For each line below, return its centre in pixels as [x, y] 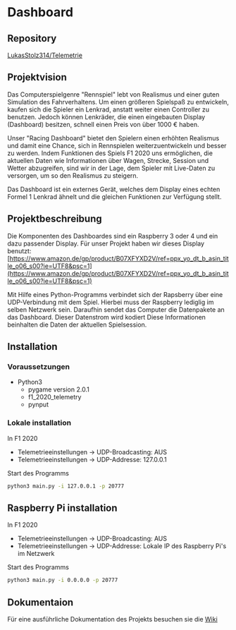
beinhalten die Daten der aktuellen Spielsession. [77, 325]
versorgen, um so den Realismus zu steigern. [73, 175]
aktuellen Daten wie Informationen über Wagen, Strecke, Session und [108, 160]
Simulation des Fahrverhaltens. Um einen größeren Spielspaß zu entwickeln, [118, 102]
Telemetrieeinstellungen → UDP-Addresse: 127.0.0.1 [92, 459]
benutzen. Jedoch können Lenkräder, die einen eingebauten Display [106, 116]
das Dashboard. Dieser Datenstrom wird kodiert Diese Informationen [107, 317]
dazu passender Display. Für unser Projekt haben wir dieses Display [106, 243]
